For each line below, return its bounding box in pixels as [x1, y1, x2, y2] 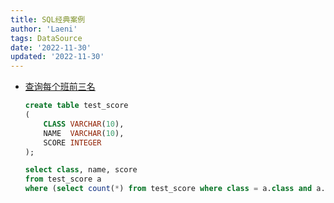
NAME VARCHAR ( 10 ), [43, 128, 125, 138]
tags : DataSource [10, 33, 83, 43]
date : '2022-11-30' [10, 42, 92, 53]
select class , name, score [24, 165, 138, 175]
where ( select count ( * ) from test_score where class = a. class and [24, 184, 313, 194]
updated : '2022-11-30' [10, 52, 105, 62]
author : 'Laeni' [10, 24, 78, 34]
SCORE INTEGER [43, 137, 102, 148]
